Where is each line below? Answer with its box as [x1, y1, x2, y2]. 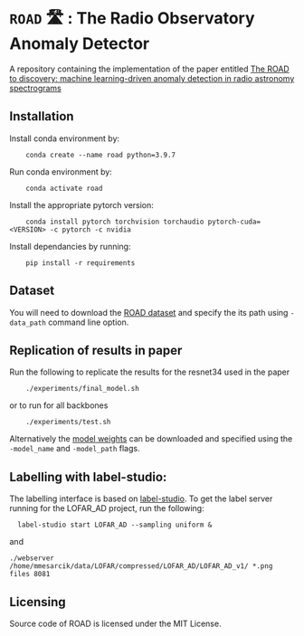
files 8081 [9, 570, 51, 579]
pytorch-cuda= [207, 217, 261, 226]
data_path [9, 318, 47, 327]
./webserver [9, 554, 54, 563]
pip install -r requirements [25, 258, 136, 268]
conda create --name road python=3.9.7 [25, 150, 176, 159]
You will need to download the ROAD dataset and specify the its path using [9, 307, 289, 318]
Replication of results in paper [9, 342, 183, 358]
